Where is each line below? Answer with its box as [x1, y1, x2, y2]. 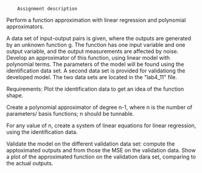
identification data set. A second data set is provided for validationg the [6, 67, 186, 74]
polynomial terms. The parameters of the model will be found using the [6, 61, 184, 68]
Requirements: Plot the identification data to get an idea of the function [6, 85, 184, 93]
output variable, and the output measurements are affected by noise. [6, 48, 179, 55]
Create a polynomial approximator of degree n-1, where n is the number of [6, 104, 193, 111]
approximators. [6, 23, 44, 30]
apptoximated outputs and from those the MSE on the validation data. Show [6, 147, 196, 154]
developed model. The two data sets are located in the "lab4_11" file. [6, 74, 178, 80]
